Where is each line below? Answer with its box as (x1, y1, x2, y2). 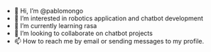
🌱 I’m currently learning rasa (13, 22, 97, 30)
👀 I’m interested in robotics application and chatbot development (13, 14, 204, 22)
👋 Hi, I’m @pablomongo (13, 7, 84, 15)
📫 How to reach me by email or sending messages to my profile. (13, 37, 205, 45)
